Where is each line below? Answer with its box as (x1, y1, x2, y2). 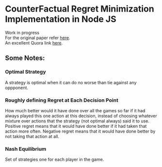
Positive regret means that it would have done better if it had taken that (5, 123, 147, 129)
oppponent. (5, 85, 28, 91)
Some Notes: (5, 54, 45, 62)
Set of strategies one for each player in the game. (5, 156, 104, 163)
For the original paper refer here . (5, 35, 70, 41)
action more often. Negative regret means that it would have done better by (5, 128, 156, 134)
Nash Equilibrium (5, 145, 47, 152)
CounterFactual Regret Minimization (5, 3, 154, 15)
